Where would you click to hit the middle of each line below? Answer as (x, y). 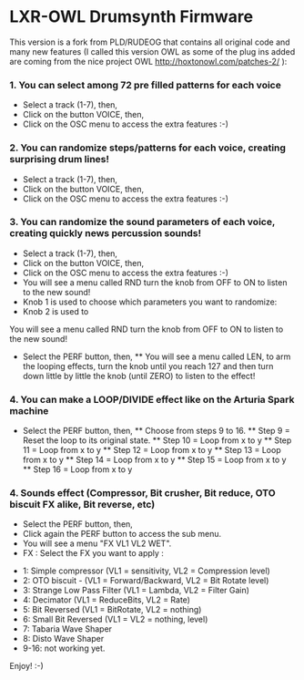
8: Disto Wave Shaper (63, 639)
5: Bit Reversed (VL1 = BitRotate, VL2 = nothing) (112, 610)
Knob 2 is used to (56, 311)
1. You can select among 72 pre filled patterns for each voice (146, 85)
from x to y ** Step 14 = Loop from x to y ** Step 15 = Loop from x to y (154, 460)
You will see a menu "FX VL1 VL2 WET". (97, 543)
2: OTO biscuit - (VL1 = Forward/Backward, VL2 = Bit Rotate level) (146, 581)
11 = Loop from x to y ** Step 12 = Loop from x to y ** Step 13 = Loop (152, 450)
